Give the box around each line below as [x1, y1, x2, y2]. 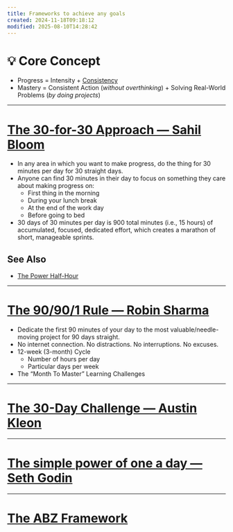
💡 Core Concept [7, 53, 101, 69]
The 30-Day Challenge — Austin [7, 400, 198, 416]
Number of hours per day [27, 355, 101, 363]
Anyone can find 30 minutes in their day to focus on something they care [17, 174, 226, 182]
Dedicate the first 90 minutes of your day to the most [17, 325, 169, 334]
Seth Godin [7, 470, 73, 486]
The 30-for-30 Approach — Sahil [7, 122, 202, 137]
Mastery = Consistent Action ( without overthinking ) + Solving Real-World [17, 84, 226, 92]
